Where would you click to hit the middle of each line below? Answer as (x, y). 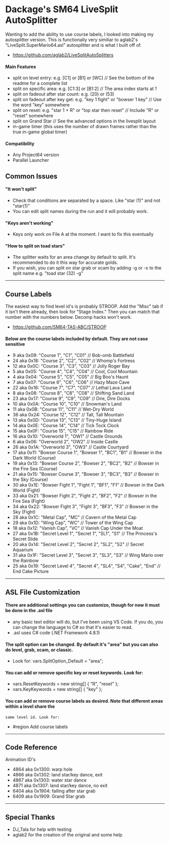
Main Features (21, 67)
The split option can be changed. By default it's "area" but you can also (82, 644)
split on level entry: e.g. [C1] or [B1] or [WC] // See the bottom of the (83, 78)
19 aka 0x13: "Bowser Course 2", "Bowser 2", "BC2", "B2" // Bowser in (86, 463)
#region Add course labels (40, 727)
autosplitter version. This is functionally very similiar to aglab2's (72, 40)
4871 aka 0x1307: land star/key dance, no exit (60, 786)
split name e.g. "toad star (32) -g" (48, 274)
